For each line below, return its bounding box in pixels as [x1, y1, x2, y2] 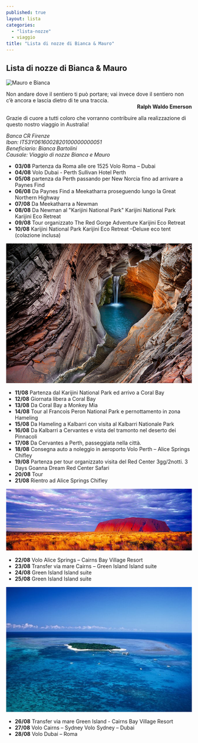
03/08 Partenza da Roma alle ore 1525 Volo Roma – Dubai [14, 163, 156, 170]
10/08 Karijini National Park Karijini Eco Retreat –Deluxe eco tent [14, 225, 171, 232]
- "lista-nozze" [11, 28, 51, 34]
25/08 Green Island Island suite [14, 575, 92, 582]
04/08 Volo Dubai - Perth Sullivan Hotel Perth [14, 168, 127, 176]
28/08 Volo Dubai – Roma [14, 730, 78, 737]
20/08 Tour [14, 471, 43, 478]
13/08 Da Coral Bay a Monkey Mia [14, 401, 98, 408]
